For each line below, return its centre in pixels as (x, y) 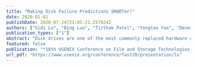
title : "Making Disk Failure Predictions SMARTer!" (70, 11)
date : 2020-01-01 (27, 17)
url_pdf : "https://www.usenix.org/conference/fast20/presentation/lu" (94, 55)
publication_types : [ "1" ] (38, 33)
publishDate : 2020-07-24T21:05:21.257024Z (59, 22)
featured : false (26, 44)
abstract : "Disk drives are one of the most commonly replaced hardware (97, 38)
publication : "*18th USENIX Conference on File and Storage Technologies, (99, 50)
